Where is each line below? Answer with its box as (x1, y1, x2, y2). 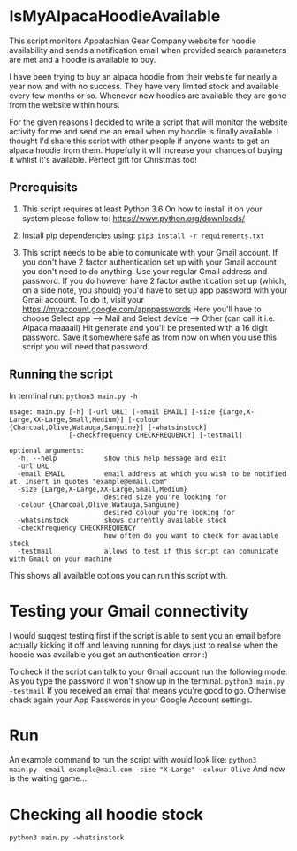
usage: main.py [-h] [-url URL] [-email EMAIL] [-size (9, 407, 216, 417)
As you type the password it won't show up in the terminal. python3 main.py (9, 675, 285, 686)
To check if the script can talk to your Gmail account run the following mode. (9, 666, 288, 677)
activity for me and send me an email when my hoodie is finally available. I (9, 126, 279, 136)
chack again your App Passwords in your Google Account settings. (9, 694, 253, 705)
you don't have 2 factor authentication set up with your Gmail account (21, 257, 277, 267)
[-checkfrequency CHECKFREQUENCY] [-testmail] (68, 431, 243, 440)
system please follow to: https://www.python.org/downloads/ (21, 212, 246, 223)
